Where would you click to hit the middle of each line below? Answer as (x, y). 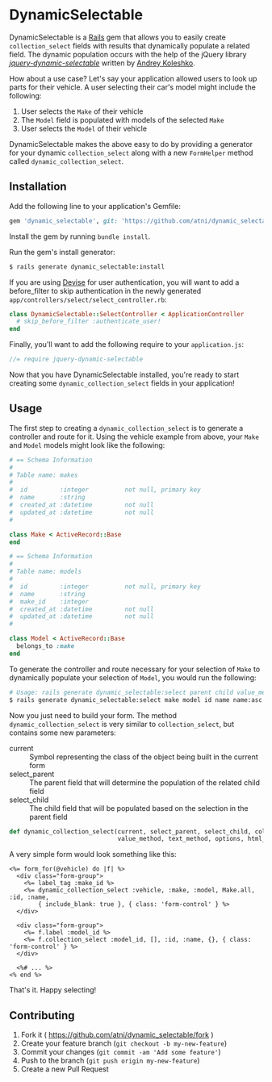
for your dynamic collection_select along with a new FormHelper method (131, 152)
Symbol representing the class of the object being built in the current (144, 757)
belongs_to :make (46, 646)
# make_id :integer (49, 602)
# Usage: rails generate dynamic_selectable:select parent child (121, 692)
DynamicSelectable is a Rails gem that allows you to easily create (118, 37)
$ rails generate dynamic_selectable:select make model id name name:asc (136, 700)
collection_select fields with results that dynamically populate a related (130, 45)
